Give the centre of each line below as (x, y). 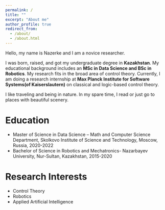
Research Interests (46, 177)
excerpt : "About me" (27, 19)
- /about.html (25, 39)
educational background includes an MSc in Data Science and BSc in (78, 68)
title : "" (16, 15)
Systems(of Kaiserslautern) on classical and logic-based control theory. (82, 84)
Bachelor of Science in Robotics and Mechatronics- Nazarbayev (80, 150)
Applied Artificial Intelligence (43, 201)
